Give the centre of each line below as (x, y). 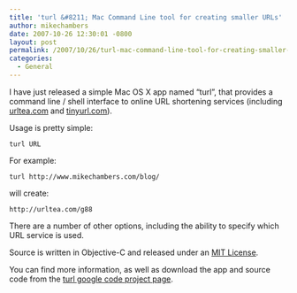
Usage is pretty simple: (51, 127)
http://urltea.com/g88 (51, 209)
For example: (33, 160)
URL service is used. (46, 235)
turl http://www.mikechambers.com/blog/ (85, 177)
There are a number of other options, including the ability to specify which (145, 226)
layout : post (33, 42)
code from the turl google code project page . (91, 279)
